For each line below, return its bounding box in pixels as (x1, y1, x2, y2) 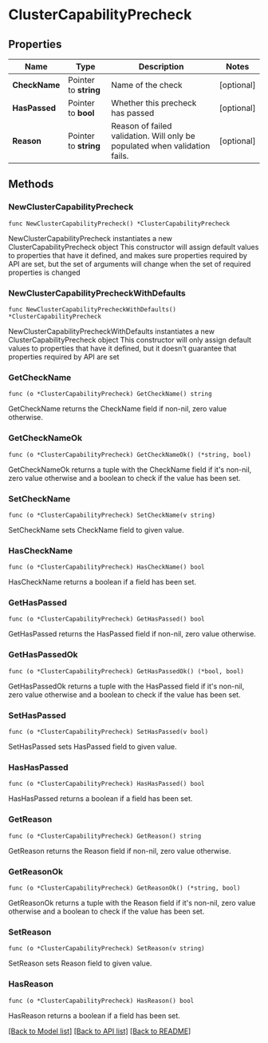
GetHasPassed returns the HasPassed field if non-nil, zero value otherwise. (8, 629, 257, 639)
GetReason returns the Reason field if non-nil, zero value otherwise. (8, 846, 231, 855)
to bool (67, 108, 95, 118)
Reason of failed (111, 121, 172, 131)
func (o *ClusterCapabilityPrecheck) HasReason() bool (8, 997, 195, 1005)
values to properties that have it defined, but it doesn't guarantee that (8, 343, 237, 353)
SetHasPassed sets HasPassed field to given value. (8, 742, 177, 752)
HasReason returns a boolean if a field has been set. (8, 1010, 181, 1020)
